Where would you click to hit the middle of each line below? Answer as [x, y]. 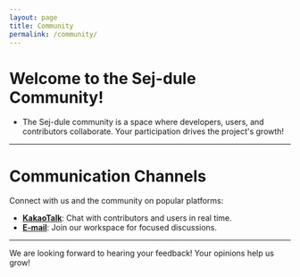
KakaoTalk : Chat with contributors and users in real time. [127, 218]
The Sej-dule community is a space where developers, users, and [143, 122]
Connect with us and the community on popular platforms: [117, 201]
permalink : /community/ [54, 34]
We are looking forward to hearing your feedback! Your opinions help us [142, 253]
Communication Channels [108, 176]
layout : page [33, 17]
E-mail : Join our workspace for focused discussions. [119, 228]
